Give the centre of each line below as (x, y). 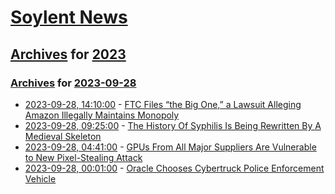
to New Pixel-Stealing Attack (83, 157)
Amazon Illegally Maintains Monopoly (102, 115)
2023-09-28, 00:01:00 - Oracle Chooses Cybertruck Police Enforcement (174, 168)
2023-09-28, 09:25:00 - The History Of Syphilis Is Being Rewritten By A (173, 125)
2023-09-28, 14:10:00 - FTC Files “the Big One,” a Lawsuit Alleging (163, 104)
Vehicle (40, 178)
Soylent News (69, 17)
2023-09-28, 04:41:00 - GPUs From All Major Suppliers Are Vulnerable (170, 147)
